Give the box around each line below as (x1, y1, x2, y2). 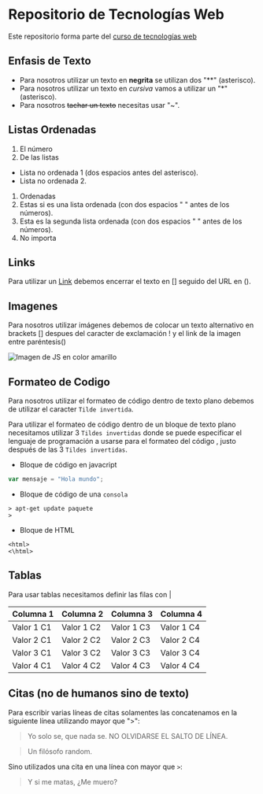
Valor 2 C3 (110, 634, 151, 645)
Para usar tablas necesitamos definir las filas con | (8, 589, 172, 599)
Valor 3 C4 (160, 647, 201, 658)
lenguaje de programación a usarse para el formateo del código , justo (8, 437, 236, 445)
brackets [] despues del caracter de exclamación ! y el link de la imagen (8, 329, 242, 338)
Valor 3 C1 (12, 647, 52, 658)
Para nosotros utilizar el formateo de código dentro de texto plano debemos (8, 396, 254, 405)
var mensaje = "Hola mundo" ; (8, 475, 104, 483)
